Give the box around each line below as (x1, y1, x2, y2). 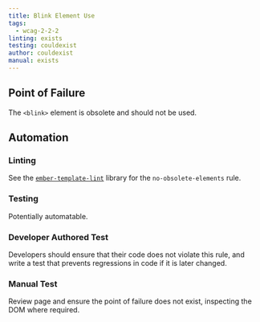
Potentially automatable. (8, 211, 88, 221)
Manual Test (8, 278, 58, 289)
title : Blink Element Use (8, 11, 95, 20)
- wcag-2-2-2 (15, 26, 59, 35)
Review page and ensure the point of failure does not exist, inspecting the (8, 296, 253, 306)
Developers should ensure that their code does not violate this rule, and (8, 250, 245, 259)
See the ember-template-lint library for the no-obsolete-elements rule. (8, 173, 242, 183)
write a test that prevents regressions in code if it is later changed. (8, 258, 227, 267)
